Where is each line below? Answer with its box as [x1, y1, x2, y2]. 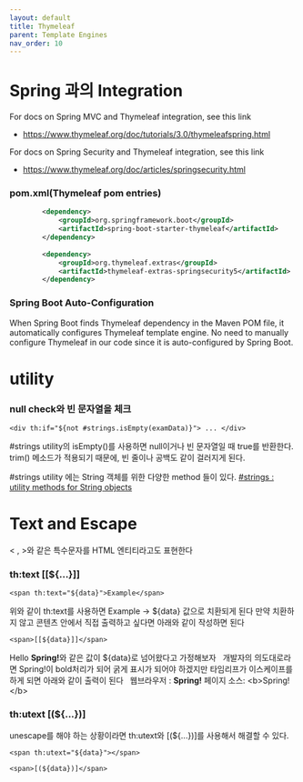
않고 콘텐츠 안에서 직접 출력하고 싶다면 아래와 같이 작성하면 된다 [18, 617, 245, 628]
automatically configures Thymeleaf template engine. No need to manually [9, 326, 289, 337]
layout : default [9, 13, 71, 23]
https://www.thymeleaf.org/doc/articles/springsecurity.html [22, 165, 246, 175]
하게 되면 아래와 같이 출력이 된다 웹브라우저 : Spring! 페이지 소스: [9, 675, 246, 687]
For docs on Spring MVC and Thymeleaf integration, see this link [9, 111, 252, 123]
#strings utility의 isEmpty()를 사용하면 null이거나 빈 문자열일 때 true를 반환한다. [9, 441, 294, 452]
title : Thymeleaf [9, 22, 76, 31]
